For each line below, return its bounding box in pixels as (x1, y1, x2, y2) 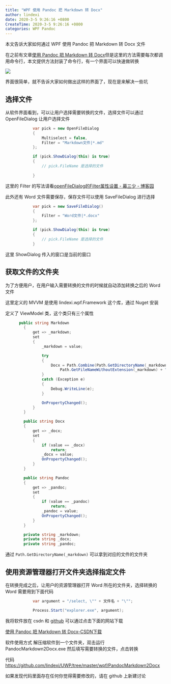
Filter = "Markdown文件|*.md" (41, 140, 104, 145)
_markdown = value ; (41, 344, 83, 349)
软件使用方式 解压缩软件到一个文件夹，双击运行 (5, 639, 105, 645)
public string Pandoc (23, 475, 70, 480)
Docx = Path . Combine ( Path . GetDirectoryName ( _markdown (50, 363, 167, 368)
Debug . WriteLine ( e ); (50, 386, 95, 391)
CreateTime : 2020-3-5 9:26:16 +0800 (5, 21, 83, 27)
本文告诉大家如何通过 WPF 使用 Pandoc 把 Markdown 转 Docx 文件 (5, 41, 146, 47)
